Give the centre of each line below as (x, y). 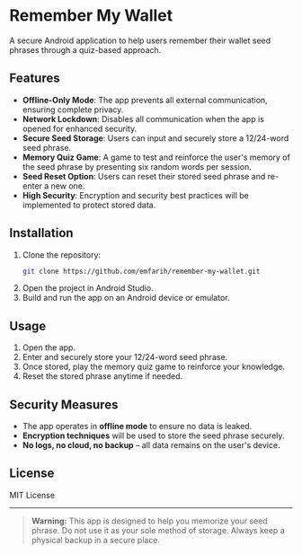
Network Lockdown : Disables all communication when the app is (143, 119)
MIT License (32, 495)
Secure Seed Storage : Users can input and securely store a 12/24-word (155, 138)
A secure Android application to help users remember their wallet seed (140, 40)
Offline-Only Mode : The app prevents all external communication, (145, 100)
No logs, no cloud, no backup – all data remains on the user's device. (151, 445)
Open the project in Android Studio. (88, 288)
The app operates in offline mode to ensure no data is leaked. (137, 426)
